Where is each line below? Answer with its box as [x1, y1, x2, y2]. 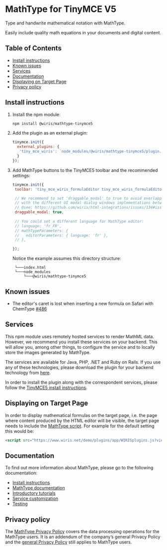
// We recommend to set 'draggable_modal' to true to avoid [14, 196, 142, 201]
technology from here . [5, 370, 51, 376]
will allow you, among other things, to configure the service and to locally [5, 344, 155, 350]
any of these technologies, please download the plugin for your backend [5, 364, 154, 370]
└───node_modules [14, 270, 51, 275]
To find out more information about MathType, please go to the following [5, 465, 154, 471]
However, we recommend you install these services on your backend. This [5, 339, 158, 345]
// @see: [14, 205, 33, 210]
